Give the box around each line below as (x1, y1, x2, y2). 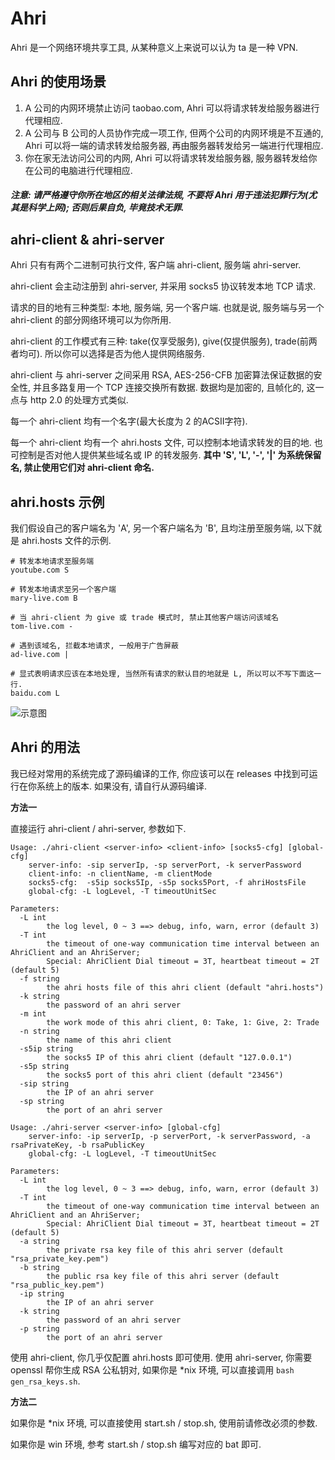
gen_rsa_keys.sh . (10, 1375, 81, 1387)
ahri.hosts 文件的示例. (21, 534, 112, 546)
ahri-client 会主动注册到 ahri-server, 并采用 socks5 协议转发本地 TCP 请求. (10, 280, 317, 292)
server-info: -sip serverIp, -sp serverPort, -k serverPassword (28, 860, 302, 870)
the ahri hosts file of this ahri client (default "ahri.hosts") (46, 982, 325, 992)
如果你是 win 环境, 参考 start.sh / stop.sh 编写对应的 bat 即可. (10, 1438, 262, 1450)
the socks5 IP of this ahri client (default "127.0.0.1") (46, 1052, 293, 1062)
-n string (19, 1026, 60, 1036)
